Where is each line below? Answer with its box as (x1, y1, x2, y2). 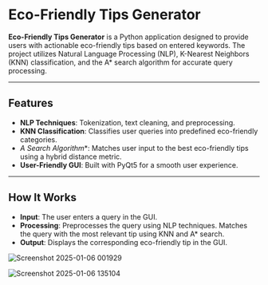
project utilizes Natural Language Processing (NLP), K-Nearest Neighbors (8, 49, 250, 58)
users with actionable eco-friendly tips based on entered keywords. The (8, 40, 246, 49)
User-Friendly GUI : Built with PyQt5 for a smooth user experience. (19, 160, 238, 169)
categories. (19, 134, 57, 144)
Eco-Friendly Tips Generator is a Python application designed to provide (8, 32, 249, 42)
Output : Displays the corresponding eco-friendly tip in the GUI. (19, 237, 228, 247)
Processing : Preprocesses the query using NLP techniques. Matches (19, 220, 248, 230)
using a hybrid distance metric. (19, 152, 122, 161)
